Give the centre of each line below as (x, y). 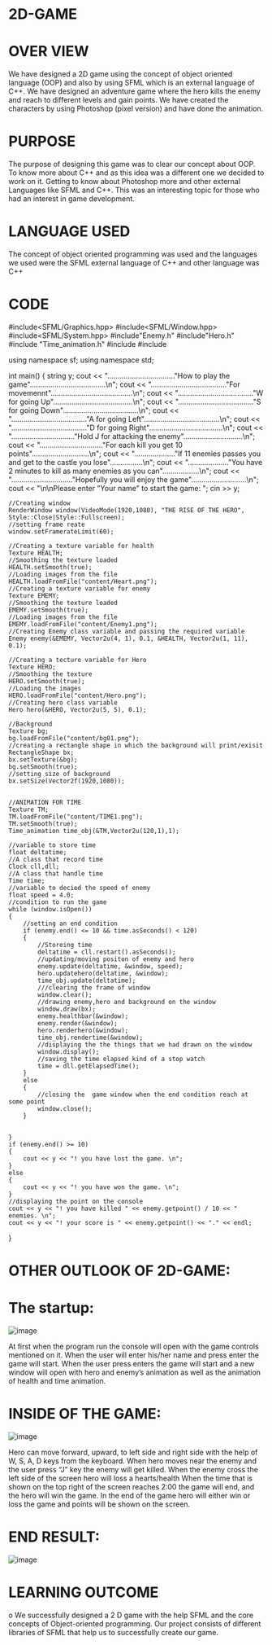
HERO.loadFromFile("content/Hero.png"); (78, 695)
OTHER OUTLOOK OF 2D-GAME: (120, 1271)
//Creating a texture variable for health (81, 546)
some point (27, 1101)
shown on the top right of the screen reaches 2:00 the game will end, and (132, 1487)
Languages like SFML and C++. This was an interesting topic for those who (134, 190)
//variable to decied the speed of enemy (80, 888)
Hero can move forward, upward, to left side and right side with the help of (133, 1452)
